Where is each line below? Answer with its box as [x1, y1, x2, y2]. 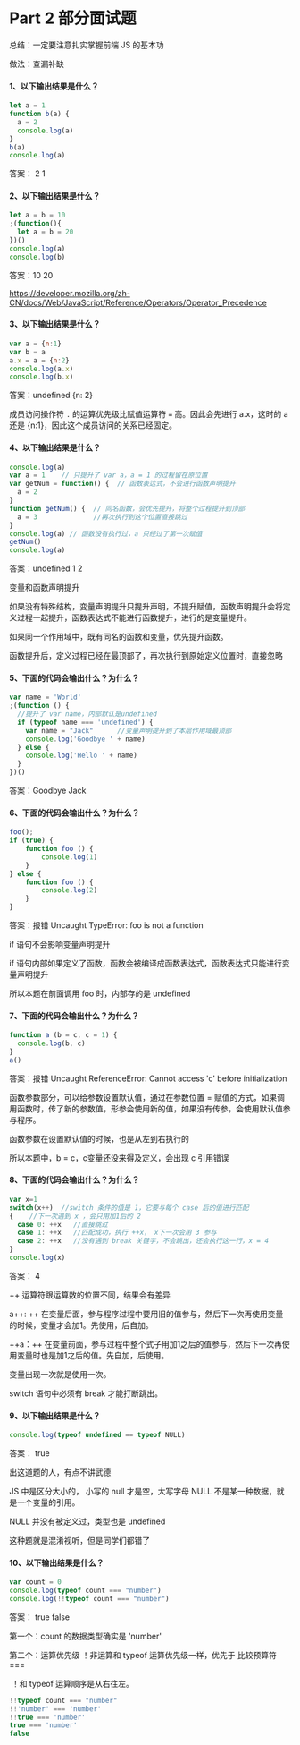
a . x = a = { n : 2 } [9, 355, 70, 365]
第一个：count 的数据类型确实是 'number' [9, 1630, 162, 1641]
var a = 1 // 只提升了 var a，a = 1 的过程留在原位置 [9, 471, 208, 480]
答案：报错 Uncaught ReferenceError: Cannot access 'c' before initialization [9, 1073, 287, 1084]
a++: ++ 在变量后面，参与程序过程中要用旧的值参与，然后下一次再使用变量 [9, 1308, 284, 1319]
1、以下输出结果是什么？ [9, 81, 100, 91]
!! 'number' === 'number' [9, 1704, 102, 1714]
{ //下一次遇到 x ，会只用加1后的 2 [9, 1212, 141, 1221]
